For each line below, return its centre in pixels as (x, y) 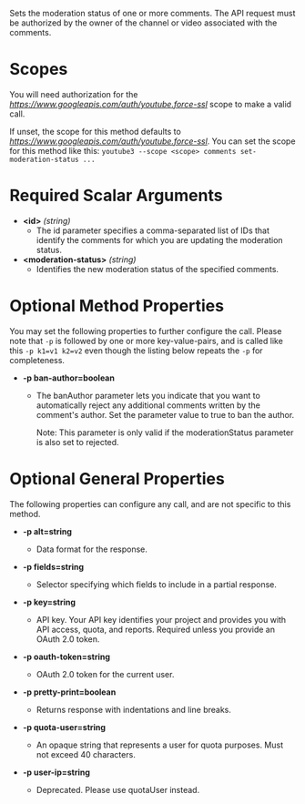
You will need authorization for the (74, 94)
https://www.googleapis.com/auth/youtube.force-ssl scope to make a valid (151, 104)
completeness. (37, 360)
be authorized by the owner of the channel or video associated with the (143, 23)
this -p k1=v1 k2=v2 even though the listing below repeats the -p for (136, 351)
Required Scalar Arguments (116, 196)
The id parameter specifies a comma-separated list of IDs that (153, 230)
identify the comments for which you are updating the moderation (160, 239)
